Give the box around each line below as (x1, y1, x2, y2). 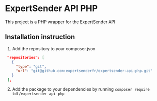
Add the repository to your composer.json (12, 45, 95, 51)
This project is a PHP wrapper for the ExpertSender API (5, 19, 115, 25)
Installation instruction (5, 33, 75, 41)
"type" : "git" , (16, 64, 47, 69)
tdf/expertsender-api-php (12, 91, 64, 96)
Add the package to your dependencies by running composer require (12, 87, 150, 92)
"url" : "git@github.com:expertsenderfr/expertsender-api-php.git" (16, 69, 153, 73)
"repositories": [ (7, 55, 45, 60)
